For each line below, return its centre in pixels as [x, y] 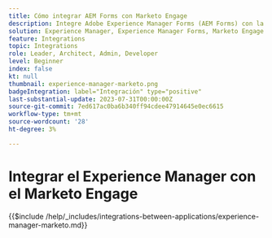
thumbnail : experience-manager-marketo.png [83, 84]
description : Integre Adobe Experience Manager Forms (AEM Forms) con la [136, 24]
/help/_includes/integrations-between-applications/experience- [152, 216]
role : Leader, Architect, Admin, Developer [83, 54]
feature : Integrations [47, 39]
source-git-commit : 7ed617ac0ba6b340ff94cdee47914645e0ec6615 [116, 106]
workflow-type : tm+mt [45, 115]
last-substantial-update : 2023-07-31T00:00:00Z [91, 99]
